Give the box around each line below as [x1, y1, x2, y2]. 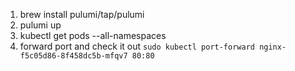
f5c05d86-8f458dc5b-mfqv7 [19, 51, 128, 61]
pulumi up [19, 19, 62, 31]
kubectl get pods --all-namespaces [19, 30, 167, 41]
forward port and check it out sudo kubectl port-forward [19, 40, 255, 52]
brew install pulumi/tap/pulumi [19, 9, 145, 20]
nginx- [259, 42, 287, 52]
